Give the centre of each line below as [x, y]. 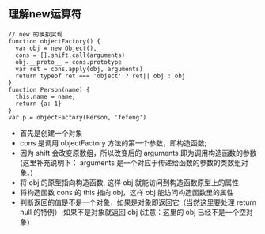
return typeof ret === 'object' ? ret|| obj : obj [100, 76]
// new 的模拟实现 [36, 34]
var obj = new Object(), [56, 48]
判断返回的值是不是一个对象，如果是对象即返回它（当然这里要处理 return [138, 202]
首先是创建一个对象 [51, 133]
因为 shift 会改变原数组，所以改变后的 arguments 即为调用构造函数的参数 [138, 153]
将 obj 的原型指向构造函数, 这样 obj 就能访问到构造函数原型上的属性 [129, 182]
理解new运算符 [45, 14]
